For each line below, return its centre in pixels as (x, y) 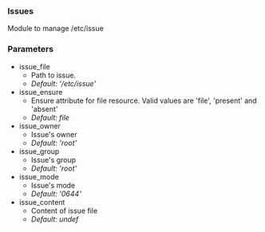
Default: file (50, 117)
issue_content (42, 202)
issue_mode (39, 176)
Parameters (30, 49)
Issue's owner (54, 134)
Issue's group (53, 159)
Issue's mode (53, 185)
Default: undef (55, 219)
